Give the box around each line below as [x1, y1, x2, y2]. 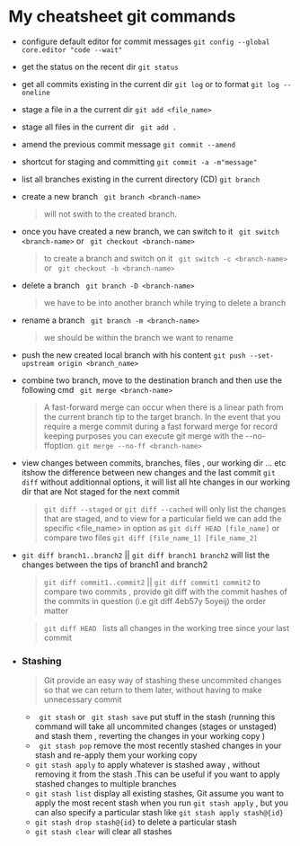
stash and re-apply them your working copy [34, 750, 198, 761]
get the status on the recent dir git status [21, 61, 179, 72]
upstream [21, 359, 55, 368]
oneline [21, 88, 50, 97]
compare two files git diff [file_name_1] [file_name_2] [43, 532, 258, 543]
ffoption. [43, 440, 75, 450]
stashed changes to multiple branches [34, 779, 177, 789]
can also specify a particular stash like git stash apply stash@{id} [34, 807, 284, 818]
